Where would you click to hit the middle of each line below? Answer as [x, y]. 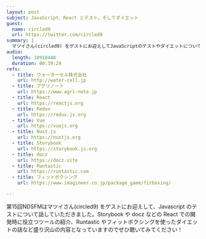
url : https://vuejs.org [48, 126]
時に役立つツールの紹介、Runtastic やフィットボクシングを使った [94, 222]
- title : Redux [31, 109]
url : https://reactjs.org [51, 103]
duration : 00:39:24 [37, 63]
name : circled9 [31, 29]
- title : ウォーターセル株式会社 [49, 75]
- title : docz [30, 154]
